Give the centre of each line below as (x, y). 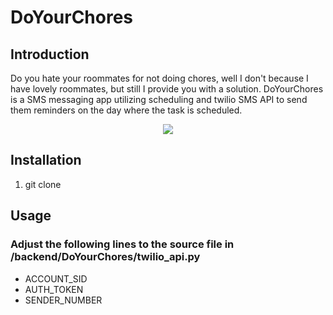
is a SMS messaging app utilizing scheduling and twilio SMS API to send (159, 99)
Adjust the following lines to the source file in (122, 244)
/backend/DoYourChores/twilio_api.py (105, 257)
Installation (46, 160)
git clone (43, 184)
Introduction (50, 54)
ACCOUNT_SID (56, 278)
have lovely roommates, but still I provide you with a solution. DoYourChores (167, 89)
